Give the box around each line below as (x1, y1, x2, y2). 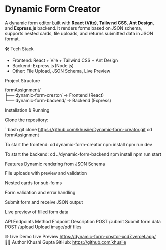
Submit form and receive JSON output (5, 199, 83, 205)
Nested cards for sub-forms (5, 180, 62, 186)
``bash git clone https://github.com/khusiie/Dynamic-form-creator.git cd (5, 126, 152, 132)
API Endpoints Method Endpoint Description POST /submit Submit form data (5, 218, 161, 224)
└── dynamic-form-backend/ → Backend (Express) (5, 97, 111, 103)
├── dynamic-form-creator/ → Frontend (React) (5, 92, 104, 98)
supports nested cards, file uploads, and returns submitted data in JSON (5, 30, 154, 36)
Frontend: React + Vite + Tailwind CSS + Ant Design (12, 57, 118, 63)
